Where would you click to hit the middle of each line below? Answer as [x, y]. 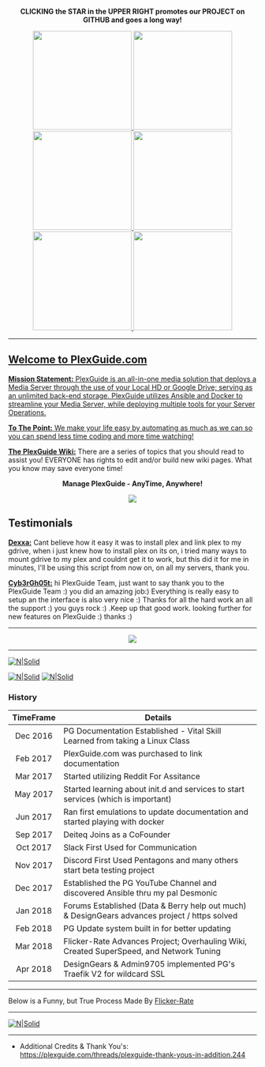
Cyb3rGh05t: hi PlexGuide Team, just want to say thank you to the [116, 583]
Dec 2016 [34, 736]
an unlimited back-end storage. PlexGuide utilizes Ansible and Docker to [125, 395]
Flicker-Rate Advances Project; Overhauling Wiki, [155, 941]
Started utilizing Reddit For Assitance [132, 776]
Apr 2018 [34, 969]
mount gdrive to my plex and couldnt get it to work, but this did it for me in [129, 559]
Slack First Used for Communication [130, 847]
